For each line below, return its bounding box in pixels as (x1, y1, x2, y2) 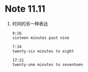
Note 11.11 (5, 3, 45, 15)
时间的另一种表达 (12, 20, 48, 27)
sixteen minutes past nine (12, 35, 70, 40)
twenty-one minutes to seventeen (12, 62, 83, 67)
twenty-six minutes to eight (12, 49, 74, 54)
